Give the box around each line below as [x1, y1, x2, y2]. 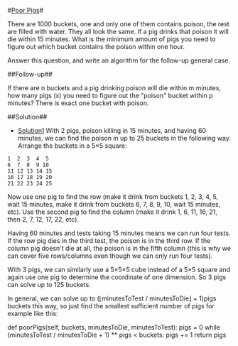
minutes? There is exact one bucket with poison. [7, 99, 149, 107]
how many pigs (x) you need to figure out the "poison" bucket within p [7, 92, 213, 99]
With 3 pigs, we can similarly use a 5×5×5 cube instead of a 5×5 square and [7, 266, 231, 274]
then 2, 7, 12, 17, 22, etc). [7, 215, 80, 223]
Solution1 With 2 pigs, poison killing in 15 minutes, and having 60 [17, 126, 207, 134]
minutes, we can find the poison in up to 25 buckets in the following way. [17, 134, 231, 142]
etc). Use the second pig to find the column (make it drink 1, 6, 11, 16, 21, [7, 207, 218, 216]
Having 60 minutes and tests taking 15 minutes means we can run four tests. [7, 229, 231, 237]
